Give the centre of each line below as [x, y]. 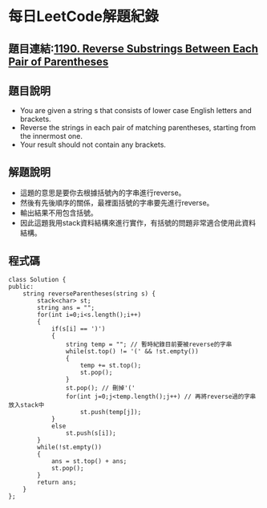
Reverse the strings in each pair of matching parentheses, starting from [138, 128]
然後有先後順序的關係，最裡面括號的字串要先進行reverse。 [117, 203]
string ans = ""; [66, 308]
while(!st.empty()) [70, 447]
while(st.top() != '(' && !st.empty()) [132, 352]
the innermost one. [51, 136]
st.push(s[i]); [91, 433]
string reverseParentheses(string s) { [89, 294]
